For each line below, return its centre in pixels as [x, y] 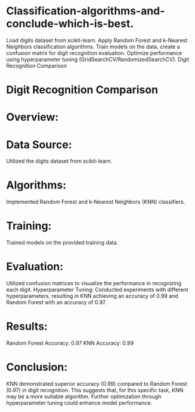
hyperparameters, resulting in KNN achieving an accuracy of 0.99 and [92, 296]
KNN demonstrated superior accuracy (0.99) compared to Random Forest [97, 383]
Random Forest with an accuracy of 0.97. [56, 303]
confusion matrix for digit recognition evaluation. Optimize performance [94, 53]
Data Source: [39, 144]
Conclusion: [37, 367]
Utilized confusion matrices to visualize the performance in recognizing [94, 283]
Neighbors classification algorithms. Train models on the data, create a [93, 47]
